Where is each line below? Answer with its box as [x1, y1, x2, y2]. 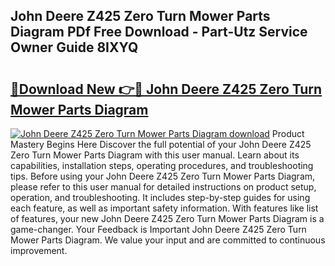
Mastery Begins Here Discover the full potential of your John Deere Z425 [10, 139, 312, 150]
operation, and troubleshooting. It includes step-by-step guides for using [10, 192, 311, 203]
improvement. [10, 245, 68, 256]
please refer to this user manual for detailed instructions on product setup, [10, 181, 317, 193]
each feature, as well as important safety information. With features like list [10, 202, 319, 214]
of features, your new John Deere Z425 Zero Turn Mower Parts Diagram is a [10, 213, 325, 224]
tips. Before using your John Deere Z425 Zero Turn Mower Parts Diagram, [10, 170, 316, 182]
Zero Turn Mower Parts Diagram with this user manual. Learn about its [10, 149, 300, 161]
